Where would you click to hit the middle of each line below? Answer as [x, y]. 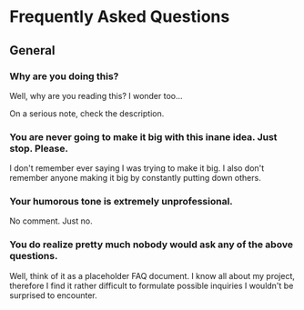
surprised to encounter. [53, 295]
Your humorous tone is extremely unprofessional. [122, 202]
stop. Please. [39, 148]
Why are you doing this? [64, 76]
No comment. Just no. [51, 221]
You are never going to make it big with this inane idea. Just [143, 136]
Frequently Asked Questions [120, 17]
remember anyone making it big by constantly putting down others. [135, 178]
